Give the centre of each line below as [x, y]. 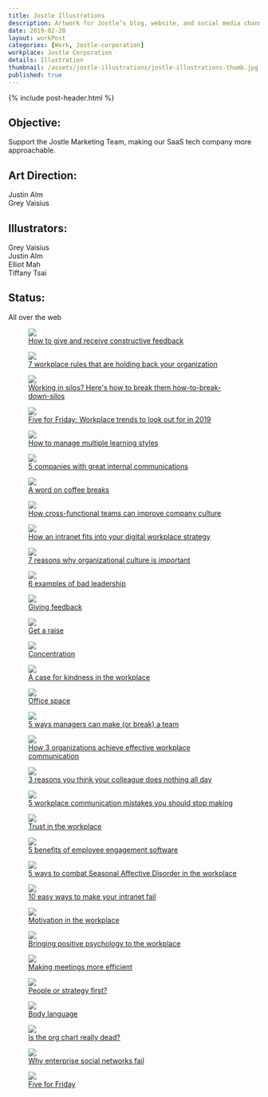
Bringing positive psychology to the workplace [104, 943]
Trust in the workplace [65, 826]
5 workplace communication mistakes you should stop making [131, 803]
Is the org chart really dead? [75, 1037]
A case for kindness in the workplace [89, 677]
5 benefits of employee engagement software [103, 850]
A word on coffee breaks [69, 489]
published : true [35, 75]
